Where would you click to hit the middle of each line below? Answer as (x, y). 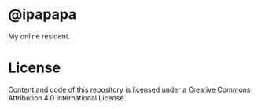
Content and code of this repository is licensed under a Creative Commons (129, 89)
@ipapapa (42, 15)
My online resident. (39, 36)
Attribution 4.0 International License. (67, 98)
